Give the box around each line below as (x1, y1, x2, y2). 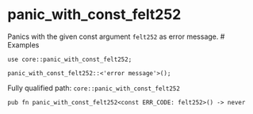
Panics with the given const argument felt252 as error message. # (7, 32, 225, 41)
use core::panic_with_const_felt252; (7, 55, 132, 63)
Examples (7, 40, 40, 49)
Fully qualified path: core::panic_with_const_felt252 (7, 83, 180, 93)
